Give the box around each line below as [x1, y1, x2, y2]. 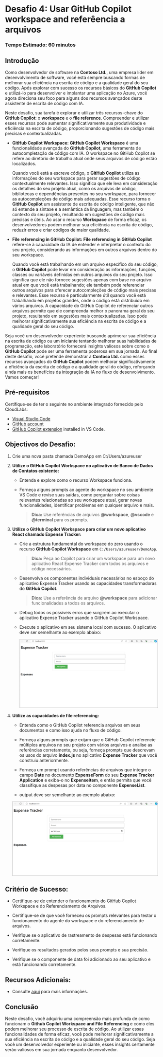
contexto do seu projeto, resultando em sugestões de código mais [12, 211, 145, 217]
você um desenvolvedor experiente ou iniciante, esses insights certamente [5, 1041, 155, 1047]
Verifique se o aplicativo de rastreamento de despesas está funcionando [12, 932, 158, 938]
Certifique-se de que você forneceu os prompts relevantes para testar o [12, 912, 157, 918]
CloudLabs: [5, 406, 28, 412]
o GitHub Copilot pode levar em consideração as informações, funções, [12, 266, 157, 272]
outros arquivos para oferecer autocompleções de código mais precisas [12, 287, 157, 293]
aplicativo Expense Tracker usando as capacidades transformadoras [19, 580, 157, 586]
